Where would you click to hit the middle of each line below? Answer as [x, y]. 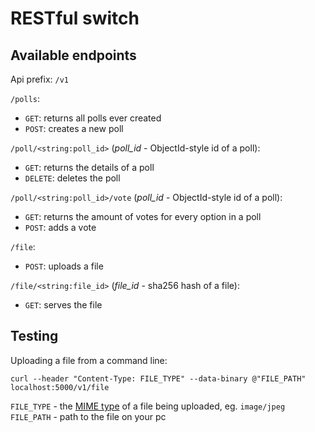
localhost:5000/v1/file [60, 387]
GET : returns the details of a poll [89, 167]
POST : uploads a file [64, 266]
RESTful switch [75, 18]
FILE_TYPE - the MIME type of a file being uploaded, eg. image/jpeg [148, 406]
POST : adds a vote [60, 227]
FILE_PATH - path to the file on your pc [88, 416]
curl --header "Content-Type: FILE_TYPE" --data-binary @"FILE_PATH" [158, 378]
